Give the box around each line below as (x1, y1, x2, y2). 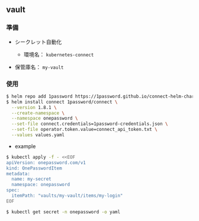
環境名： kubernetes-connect (23, 50, 94, 58)
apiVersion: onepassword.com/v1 (6, 159, 86, 165)
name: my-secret (11, 176, 52, 182)
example (14, 142, 36, 150)
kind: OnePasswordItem (6, 165, 62, 171)
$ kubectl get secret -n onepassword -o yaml (6, 209, 120, 215)
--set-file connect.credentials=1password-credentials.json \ (11, 121, 168, 127)
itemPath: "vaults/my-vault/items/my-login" (11, 193, 123, 199)
